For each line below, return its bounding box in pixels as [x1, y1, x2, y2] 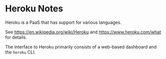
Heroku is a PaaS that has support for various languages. [5, 19, 122, 25]
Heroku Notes [5, 3, 63, 14]
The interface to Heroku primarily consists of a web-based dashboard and [5, 44, 157, 50]
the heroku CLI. [5, 49, 36, 55]
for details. [5, 34, 27, 40]
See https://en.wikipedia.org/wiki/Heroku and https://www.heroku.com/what [5, 29, 161, 35]
